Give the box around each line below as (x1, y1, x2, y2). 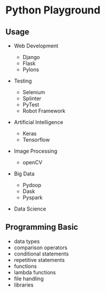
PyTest (22, 101, 40, 108)
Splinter (22, 95, 42, 102)
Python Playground (5, 4, 101, 17)
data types (13, 237, 40, 244)
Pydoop (22, 182, 42, 188)
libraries (13, 281, 34, 288)
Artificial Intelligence (13, 119, 63, 126)
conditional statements (13, 250, 69, 257)
